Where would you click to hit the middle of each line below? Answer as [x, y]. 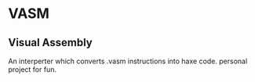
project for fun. [33, 70]
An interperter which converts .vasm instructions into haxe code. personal [128, 61]
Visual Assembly [50, 43]
